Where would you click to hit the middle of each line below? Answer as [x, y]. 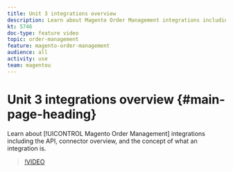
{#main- [201, 100]
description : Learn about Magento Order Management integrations [103, 20]
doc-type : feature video [43, 33]
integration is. [27, 148]
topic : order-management [43, 40]
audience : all [28, 53]
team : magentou [29, 65]
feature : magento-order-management [59, 46]
